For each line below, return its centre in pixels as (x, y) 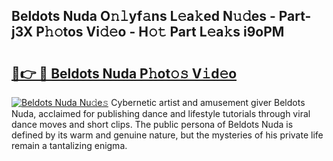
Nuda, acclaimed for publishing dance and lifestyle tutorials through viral (161, 113)
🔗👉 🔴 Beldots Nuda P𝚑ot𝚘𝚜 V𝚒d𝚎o (124, 73)
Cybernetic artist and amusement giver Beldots (208, 102)
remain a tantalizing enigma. (69, 145)
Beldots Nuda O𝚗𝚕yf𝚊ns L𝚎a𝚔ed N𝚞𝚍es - (143, 16)
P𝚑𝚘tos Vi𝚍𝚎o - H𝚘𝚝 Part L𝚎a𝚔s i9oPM (160, 32)
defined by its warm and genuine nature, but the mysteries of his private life (167, 135)
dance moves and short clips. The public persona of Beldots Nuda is (152, 124)
